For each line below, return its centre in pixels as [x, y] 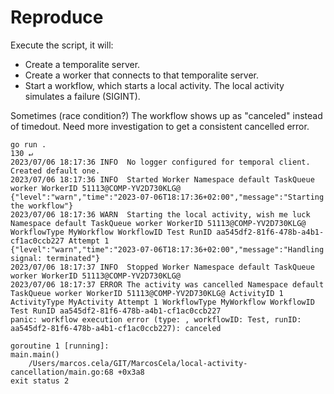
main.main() [35, 354]
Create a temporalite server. [82, 64]
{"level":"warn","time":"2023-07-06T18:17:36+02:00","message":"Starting [167, 197]
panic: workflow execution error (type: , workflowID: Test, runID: [156, 319]
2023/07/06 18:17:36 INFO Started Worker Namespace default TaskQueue [162, 179]
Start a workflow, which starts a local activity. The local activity [154, 85]
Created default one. [55, 171]
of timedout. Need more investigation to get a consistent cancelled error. [160, 126]
